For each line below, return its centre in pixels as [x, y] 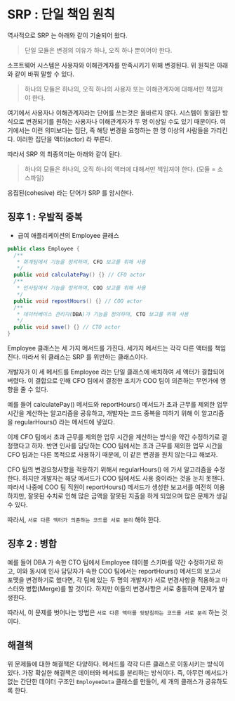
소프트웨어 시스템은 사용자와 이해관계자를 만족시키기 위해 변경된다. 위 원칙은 [111, 65]
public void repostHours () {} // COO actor [78, 301]
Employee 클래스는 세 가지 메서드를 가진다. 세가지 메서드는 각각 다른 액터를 [110, 348]
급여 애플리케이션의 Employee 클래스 [68, 235]
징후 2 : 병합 [32, 544]
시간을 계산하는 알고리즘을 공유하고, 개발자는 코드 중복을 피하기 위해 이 [103, 413]
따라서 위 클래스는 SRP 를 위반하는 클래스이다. [85, 357]
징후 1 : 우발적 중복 [45, 217]
